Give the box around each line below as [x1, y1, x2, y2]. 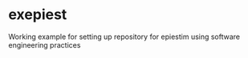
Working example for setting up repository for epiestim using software [8, 32, 241, 41]
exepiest [8, 6, 67, 24]
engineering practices [8, 40, 81, 49]
